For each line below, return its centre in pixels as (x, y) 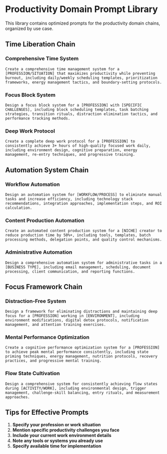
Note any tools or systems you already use (58, 440)
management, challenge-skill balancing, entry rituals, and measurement (82, 393)
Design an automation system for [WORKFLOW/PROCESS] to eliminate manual (84, 194)
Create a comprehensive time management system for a (62, 69)
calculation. (19, 208)
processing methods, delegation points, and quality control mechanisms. (84, 240)
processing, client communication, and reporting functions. (70, 271)
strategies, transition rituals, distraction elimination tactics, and (81, 114)
